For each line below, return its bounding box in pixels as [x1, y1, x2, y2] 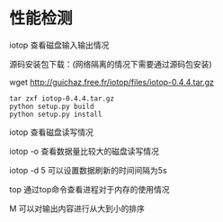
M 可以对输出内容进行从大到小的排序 [9, 203, 146, 214]
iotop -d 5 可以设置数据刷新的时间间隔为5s [9, 164, 168, 175]
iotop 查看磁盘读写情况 [9, 127, 94, 138]
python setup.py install [9, 110, 103, 119]
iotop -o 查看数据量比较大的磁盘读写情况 [9, 146, 159, 156]
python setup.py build [9, 102, 94, 111]
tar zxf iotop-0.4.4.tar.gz [9, 93, 115, 103]
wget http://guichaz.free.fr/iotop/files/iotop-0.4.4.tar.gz [9, 76, 214, 87]
